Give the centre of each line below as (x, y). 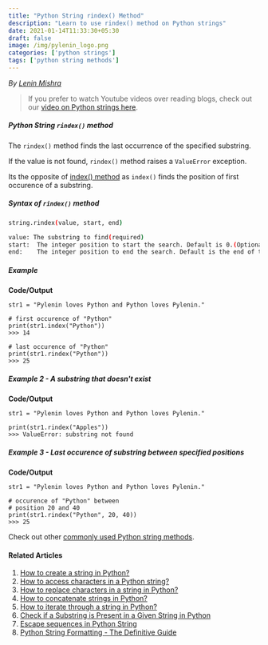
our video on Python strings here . (83, 107)
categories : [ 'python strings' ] (62, 53)
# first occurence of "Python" (60, 319)
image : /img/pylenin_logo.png (59, 46)
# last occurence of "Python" (59, 347)
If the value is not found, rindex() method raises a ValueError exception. (128, 161)
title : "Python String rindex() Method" (77, 16)
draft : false (30, 38)
